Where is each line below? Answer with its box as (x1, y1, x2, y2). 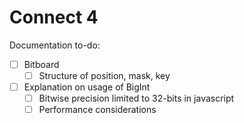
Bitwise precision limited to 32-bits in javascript (38, 92, 235, 105)
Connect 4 (9, 6, 99, 29)
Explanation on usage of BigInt (23, 81, 151, 93)
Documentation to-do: (9, 39, 101, 51)
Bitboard (23, 58, 60, 70)
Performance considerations (38, 104, 157, 116)
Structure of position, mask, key (38, 70, 171, 81)
